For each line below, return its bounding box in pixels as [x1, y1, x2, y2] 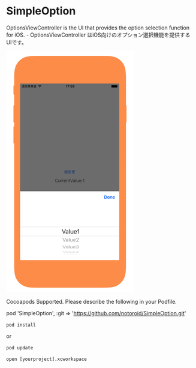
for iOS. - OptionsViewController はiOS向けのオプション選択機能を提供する [6, 31, 191, 38]
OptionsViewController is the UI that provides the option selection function [6, 24, 190, 31]
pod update [6, 345, 34, 351]
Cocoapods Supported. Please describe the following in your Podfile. [6, 298, 177, 305]
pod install [6, 322, 36, 328]
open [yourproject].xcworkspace [6, 356, 87, 362]
